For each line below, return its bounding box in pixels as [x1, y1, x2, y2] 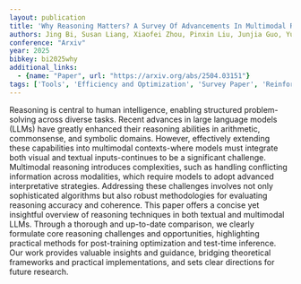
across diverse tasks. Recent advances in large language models [38, 114, 278, 125]
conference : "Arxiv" [9, 38, 87, 47]
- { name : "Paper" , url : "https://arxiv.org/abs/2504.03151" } [17, 72, 251, 81]
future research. [9, 266, 69, 277]
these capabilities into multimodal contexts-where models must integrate [9, 142, 279, 153]
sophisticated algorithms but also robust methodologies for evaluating [9, 190, 268, 201]
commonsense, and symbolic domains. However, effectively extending [9, 133, 271, 143]
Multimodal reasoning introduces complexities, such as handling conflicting [9, 161, 288, 172]
